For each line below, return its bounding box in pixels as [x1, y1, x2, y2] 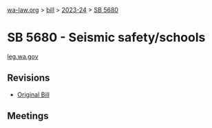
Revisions [7, 72, 50, 84]
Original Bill [17, 90, 50, 99]
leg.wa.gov [7, 52, 39, 60]
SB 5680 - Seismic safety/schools [7, 30, 206, 45]
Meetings [7, 110, 50, 122]
